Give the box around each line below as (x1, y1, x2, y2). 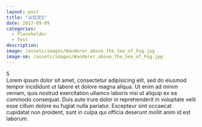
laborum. (6, 115, 29, 122)
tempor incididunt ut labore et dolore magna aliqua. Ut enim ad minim (6, 82, 178, 90)
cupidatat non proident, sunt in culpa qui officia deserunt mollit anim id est (6, 108, 191, 116)
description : (6, 43, 39, 49)
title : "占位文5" (6, 14, 47, 20)
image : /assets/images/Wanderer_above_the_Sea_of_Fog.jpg (6, 48, 155, 54)
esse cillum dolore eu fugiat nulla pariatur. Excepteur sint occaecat (6, 102, 172, 109)
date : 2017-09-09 (6, 20, 50, 26)
